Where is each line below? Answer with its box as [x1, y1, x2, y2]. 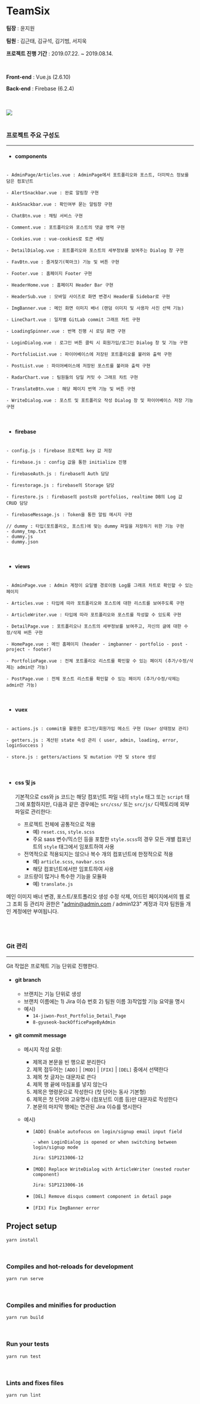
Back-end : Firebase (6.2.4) [6, 85, 74, 92]
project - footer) [6, 646, 52, 653]
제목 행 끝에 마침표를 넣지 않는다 [32, 1081, 108, 1088]
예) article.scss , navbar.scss [32, 858, 105, 865]
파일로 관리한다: [14, 808, 52, 815]
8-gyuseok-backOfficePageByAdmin [32, 1019, 116, 1025]
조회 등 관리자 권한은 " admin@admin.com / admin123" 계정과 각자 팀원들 [12, 900, 185, 907]
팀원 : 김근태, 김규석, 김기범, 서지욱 [6, 37, 87, 44]
